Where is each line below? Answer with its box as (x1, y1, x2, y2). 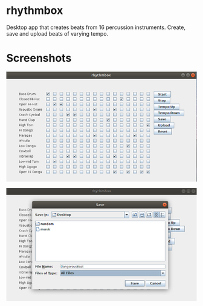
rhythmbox (6, 4, 63, 18)
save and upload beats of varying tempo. (6, 30, 109, 37)
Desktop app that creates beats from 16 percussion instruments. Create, (6, 24, 186, 31)
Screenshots (6, 51, 72, 65)
